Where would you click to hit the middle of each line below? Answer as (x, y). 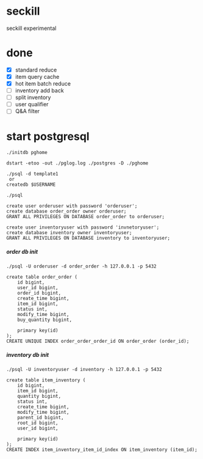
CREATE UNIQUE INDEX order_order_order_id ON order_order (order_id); (98, 341)
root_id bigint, (38, 423)
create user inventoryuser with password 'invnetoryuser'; (83, 227)
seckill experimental (31, 28)
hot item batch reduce (43, 83)
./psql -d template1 (33, 174)
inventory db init (28, 354)
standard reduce (36, 70)
